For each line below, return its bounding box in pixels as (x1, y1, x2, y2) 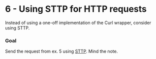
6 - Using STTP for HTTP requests (5, 3, 147, 15)
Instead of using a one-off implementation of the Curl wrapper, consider (5, 20, 152, 26)
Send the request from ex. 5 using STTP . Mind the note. (5, 48, 118, 55)
